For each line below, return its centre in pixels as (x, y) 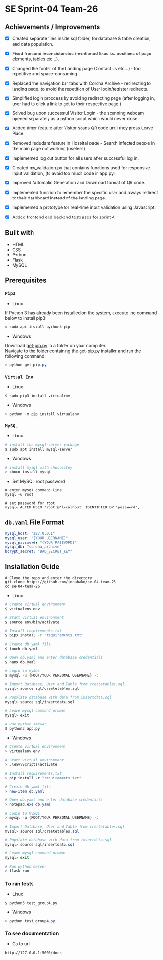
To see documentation (32, 934)
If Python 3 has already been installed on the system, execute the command (81, 313)
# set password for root (30, 503)
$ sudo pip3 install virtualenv (38, 396)
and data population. (33, 44)
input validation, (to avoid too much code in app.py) (64, 173)
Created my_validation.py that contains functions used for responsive (81, 168)
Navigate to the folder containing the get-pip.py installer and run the (73, 351)
